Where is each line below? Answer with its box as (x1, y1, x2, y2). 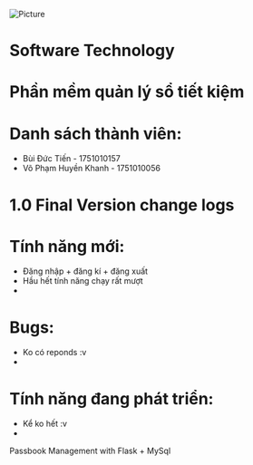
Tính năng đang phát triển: (9, 388, 214, 409)
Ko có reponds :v (22, 347, 87, 358)
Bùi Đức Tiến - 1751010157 (22, 153, 121, 164)
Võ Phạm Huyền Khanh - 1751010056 (22, 163, 161, 174)
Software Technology (9, 41, 175, 61)
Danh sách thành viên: (9, 123, 182, 144)
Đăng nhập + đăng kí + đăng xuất (22, 266, 148, 276)
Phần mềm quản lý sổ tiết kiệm (9, 82, 245, 102)
